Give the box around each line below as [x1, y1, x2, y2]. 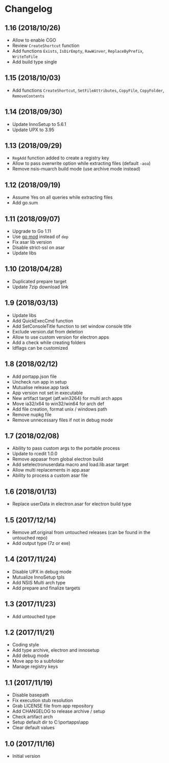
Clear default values [12, 725, 55, 731]
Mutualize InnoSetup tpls [12, 574, 65, 580]
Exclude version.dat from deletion [12, 328, 84, 334]
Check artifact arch [12, 714, 53, 720]
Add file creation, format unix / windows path [12, 406, 108, 412]
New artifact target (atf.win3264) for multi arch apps [12, 395, 123, 401]
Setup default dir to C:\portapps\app [12, 719, 89, 725]
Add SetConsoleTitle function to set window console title [12, 323, 132, 329]
